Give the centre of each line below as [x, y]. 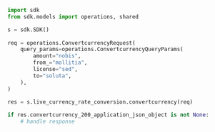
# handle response [47, 122]
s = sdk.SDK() [29, 29]
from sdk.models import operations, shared [73, 17]
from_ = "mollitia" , [60, 63]
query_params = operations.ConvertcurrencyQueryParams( [102, 50]
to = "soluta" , [52, 76]
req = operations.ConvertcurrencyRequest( [71, 43]
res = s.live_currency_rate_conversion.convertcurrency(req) [100, 102]
